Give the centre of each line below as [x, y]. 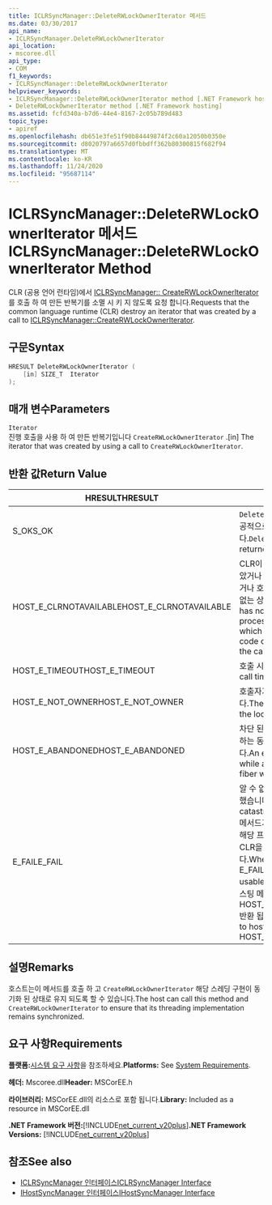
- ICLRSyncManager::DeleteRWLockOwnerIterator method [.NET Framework [130, 99]
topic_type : [28, 121]
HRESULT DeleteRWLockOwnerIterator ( [72, 366]
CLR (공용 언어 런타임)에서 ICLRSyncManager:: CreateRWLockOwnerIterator [134, 292]
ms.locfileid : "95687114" [52, 174]
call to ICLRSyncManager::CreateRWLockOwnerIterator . [102, 320]
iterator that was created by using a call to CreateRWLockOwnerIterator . [126, 446]
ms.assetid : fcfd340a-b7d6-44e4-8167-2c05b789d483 [96, 114]
